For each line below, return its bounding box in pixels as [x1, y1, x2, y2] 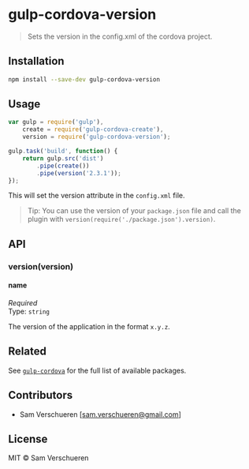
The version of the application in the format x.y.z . [8, 321, 171, 331]
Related [8, 345, 47, 358]
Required [8, 298, 38, 307]
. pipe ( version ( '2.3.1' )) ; [36, 169, 122, 177]
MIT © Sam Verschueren [8, 453, 89, 463]
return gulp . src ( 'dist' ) [22, 154, 104, 163]
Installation [8, 54, 65, 68]
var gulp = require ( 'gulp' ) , [8, 118, 104, 126]
